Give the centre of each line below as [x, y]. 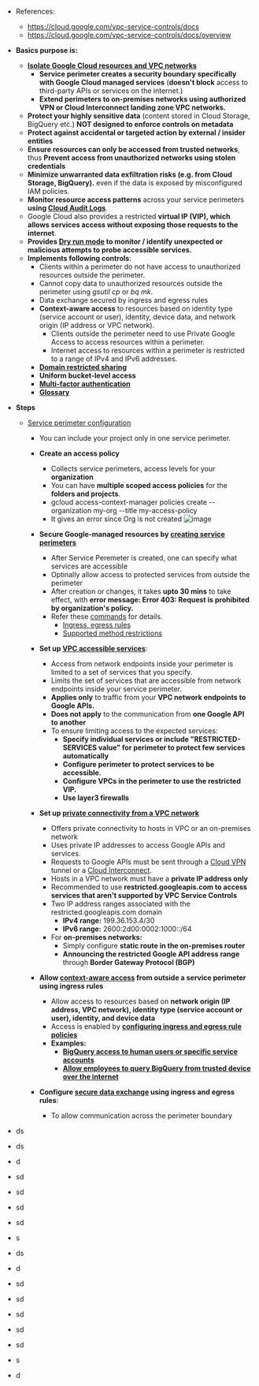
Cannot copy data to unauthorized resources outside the [131, 283]
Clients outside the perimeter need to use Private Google [143, 333]
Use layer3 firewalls [96, 798]
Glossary [54, 392]
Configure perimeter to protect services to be [139, 764]
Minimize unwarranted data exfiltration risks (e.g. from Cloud [129, 174]
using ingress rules [71, 986]
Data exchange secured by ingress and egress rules [124, 300]
